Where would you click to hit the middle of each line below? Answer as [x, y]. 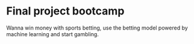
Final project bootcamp [65, 11]
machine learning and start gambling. [53, 34]
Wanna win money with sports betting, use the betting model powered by [97, 28]
